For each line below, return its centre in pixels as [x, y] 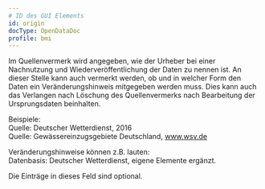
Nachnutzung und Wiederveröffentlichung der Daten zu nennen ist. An [125, 70]
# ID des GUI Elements [46, 16]
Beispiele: [24, 119]
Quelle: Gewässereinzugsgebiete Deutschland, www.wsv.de [108, 137]
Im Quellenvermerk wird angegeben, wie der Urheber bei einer [112, 61]
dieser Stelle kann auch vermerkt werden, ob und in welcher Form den [125, 78]
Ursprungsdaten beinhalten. [55, 104]
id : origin [26, 23]
